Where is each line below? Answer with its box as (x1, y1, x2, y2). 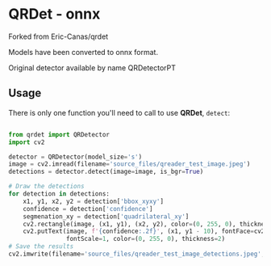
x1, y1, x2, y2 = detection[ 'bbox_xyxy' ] (23, 197, 164, 205)
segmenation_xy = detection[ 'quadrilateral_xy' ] (23, 212, 190, 221)
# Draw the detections (8, 183, 85, 191)
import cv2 (8, 138, 45, 146)
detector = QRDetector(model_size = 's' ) (8, 153, 143, 161)
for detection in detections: (8, 190, 110, 198)
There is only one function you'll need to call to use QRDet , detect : (8, 108, 231, 117)
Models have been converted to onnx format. (8, 47, 159, 57)
